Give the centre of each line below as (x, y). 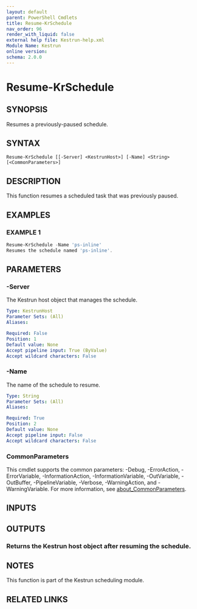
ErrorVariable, (24, 476)
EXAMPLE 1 (24, 232)
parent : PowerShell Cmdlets (42, 18)
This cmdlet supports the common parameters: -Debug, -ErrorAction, (93, 469)
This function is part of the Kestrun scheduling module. (75, 580)
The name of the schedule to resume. (53, 385)
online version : (27, 52)
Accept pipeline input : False (45, 435)
